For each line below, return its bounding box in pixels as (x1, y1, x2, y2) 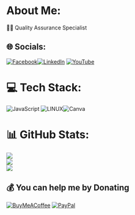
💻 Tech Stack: (6, 80, 82, 94)
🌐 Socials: (6, 42, 46, 52)
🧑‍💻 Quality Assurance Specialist (6, 24, 87, 31)
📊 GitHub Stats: (6, 127, 90, 141)
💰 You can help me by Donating (6, 183, 130, 193)
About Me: (6, 4, 61, 18)
